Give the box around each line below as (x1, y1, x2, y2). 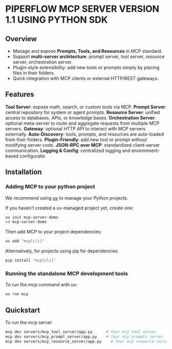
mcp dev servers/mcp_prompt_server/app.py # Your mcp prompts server (5, 334, 164, 339)
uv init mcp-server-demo (5, 215, 58, 220)
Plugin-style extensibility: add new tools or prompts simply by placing (12, 65, 160, 70)
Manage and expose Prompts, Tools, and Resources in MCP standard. (12, 48, 163, 54)
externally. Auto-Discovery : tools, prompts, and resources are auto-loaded (5, 131, 164, 137)
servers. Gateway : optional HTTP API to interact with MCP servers (5, 125, 146, 131)
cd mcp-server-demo (5, 219, 47, 225)
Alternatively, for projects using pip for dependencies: (5, 248, 119, 254)
